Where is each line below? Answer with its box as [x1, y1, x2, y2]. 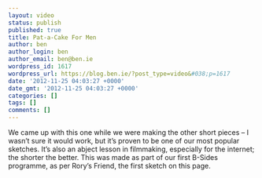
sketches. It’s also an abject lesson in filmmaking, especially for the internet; [8, 144, 255, 154]
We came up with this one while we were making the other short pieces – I [8, 128, 249, 137]
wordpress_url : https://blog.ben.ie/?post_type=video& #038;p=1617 [8, 70, 231, 78]
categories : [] [8, 92, 58, 100]
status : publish [8, 19, 61, 27]
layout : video [8, 11, 55, 20]
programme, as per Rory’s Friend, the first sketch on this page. [8, 162, 211, 170]
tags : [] [8, 99, 37, 107]
